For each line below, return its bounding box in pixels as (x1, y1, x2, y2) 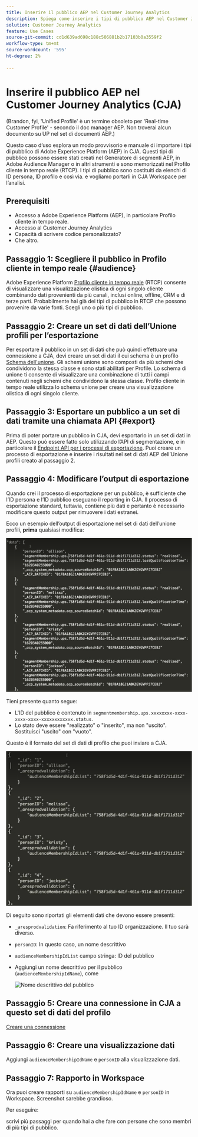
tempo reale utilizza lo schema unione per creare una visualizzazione (6, 384, 174, 391)
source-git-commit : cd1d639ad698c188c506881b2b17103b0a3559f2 (6, 34, 162, 41)
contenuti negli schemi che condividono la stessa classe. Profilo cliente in (6, 378, 185, 384)
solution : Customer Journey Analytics (6, 22, 101, 28)
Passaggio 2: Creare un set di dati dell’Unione (6, 321, 177, 331)
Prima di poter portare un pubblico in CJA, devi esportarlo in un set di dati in (6, 431, 191, 439)
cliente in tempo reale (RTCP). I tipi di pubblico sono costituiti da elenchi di (6, 166, 187, 173)
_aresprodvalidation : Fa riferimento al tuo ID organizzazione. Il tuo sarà (14, 923, 189, 930)
